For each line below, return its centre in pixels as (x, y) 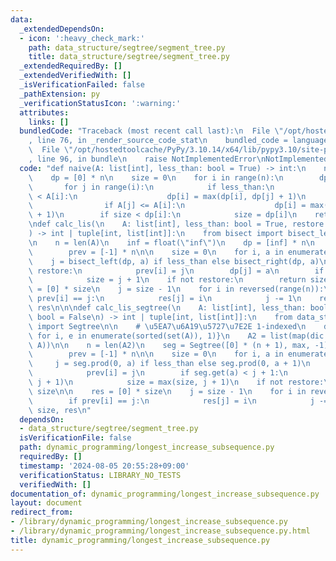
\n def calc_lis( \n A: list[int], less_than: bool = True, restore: (178, 224)
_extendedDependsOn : (62, 29)
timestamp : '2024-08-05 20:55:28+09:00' (104, 466)
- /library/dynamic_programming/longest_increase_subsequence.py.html (160, 531)
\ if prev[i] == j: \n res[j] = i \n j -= (178, 401)
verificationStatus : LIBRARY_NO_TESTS (100, 475)
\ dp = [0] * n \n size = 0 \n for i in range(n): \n (156, 177)
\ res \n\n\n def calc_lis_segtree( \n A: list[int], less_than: (167, 308)
